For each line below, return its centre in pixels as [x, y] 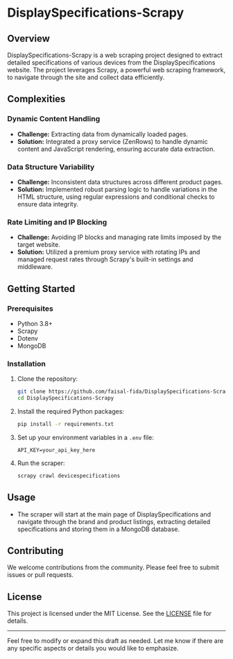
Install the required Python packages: [71, 412]
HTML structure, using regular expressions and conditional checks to [116, 197]
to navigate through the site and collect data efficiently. [86, 77]
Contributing [35, 551]
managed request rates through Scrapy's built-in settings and [105, 259]
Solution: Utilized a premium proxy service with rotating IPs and [109, 252]
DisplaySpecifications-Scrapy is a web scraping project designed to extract [115, 55]
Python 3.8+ [35, 323]
